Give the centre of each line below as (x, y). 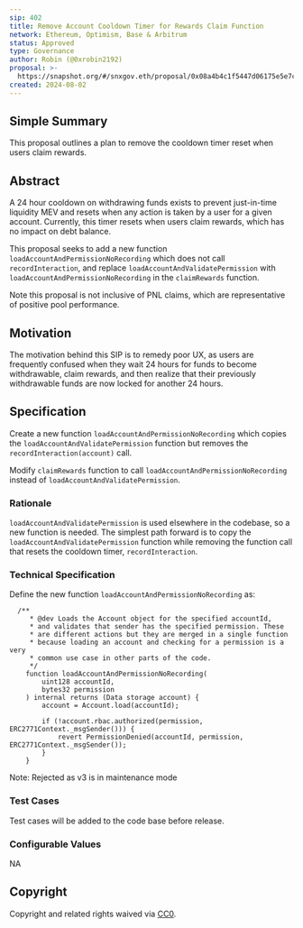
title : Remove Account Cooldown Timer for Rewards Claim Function (137, 26)
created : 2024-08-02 (48, 85)
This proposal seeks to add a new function (88, 249)
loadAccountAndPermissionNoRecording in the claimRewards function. (134, 278)
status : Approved (42, 43)
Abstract (35, 181)
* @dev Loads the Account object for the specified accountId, (151, 619)
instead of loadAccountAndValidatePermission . (95, 480)
